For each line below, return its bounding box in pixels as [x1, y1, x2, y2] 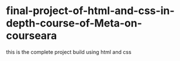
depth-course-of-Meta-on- [6, 16, 142, 30]
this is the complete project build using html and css [6, 48, 131, 55]
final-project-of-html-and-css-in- [6, 4, 175, 18]
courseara [6, 29, 57, 42]
